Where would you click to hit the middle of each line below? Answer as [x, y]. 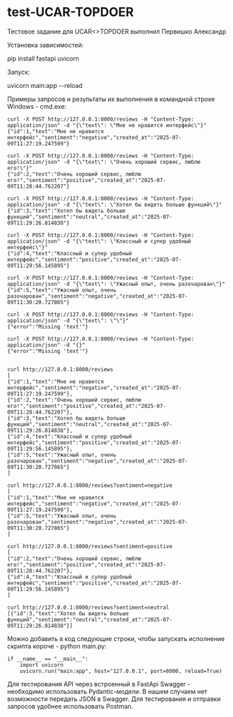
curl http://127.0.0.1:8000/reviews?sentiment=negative [90, 485]
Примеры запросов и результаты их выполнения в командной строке [111, 99]
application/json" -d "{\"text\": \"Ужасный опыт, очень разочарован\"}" [116, 284]
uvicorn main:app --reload [45, 85]
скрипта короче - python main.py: [57, 646]
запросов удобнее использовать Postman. [70, 706]
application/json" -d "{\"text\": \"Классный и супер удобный [99, 241]
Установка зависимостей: [46, 45]
